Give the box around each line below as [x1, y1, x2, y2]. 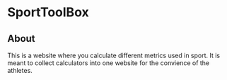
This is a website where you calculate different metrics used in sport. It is [7, 51, 221, 59]
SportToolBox [7, 4, 90, 21]
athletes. [7, 67, 33, 74]
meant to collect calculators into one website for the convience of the [7, 59, 210, 67]
